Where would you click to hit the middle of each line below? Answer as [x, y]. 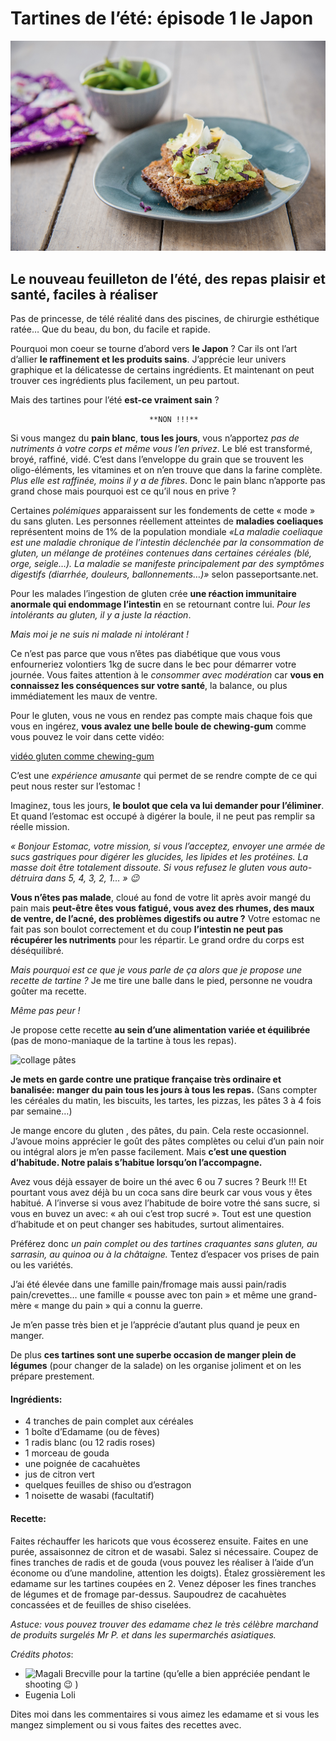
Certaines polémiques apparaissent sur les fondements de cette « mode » [163, 511]
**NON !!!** [173, 420]
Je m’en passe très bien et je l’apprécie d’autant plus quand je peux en [155, 1325]
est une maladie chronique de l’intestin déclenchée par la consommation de [167, 543]
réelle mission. [40, 827]
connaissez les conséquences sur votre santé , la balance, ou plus [149, 686]
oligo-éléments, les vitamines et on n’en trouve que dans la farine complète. [166, 470]
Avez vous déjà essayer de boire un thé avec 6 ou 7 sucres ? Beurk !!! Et [159, 1182]
